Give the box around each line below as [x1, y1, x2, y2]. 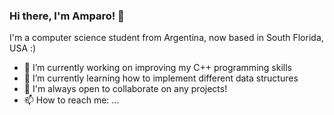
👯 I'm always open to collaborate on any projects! [23, 83, 228, 95]
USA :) [9, 42, 37, 54]
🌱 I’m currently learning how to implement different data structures [23, 72, 299, 84]
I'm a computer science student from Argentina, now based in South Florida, [9, 32, 324, 44]
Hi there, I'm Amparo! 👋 [9, 9, 125, 23]
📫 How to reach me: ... [23, 94, 120, 106]
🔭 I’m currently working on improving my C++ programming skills [23, 62, 292, 74]
